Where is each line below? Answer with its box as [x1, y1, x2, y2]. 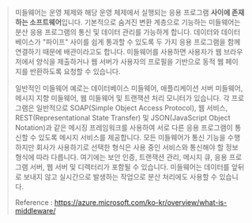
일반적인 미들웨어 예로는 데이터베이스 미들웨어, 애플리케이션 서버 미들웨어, [14, 84, 243, 93]
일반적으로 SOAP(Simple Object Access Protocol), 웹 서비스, [36, 103, 228, 113]
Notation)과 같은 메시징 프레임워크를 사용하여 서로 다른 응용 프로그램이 [14, 123, 234, 132]
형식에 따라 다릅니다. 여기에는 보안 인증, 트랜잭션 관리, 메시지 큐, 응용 [14, 153, 228, 162]
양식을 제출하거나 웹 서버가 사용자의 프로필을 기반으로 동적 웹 [36, 57, 224, 66]
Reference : [14, 198, 53, 207]
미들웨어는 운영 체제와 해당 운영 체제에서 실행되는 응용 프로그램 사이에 [14, 8, 231, 17]
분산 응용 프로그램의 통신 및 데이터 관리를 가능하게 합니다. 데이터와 [14, 28, 220, 36]
